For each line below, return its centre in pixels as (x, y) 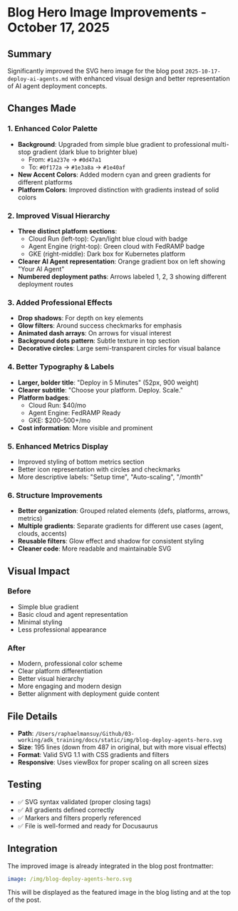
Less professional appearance (62, 629)
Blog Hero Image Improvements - (107, 12)
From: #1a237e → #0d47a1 (65, 159)
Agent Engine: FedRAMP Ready (74, 412)
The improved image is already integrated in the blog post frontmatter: (110, 865)
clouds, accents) (42, 533)
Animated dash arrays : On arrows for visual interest (94, 333)
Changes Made (42, 109)
